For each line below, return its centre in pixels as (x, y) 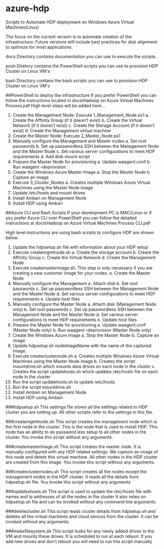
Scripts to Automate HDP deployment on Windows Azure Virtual (70, 22)
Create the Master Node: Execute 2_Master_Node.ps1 (67, 136)
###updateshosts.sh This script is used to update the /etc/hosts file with (79, 491)
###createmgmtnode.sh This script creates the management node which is (82, 421)
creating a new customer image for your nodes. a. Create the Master (82, 273)
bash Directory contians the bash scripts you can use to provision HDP (77, 81)
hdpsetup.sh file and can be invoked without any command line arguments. (81, 502)
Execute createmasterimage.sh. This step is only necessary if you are (82, 268)
